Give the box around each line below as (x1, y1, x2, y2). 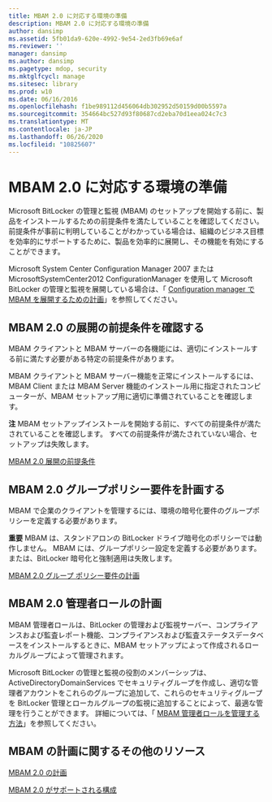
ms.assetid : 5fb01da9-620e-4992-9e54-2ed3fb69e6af (8, 34, 183, 43)
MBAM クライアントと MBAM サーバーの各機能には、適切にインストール (8, 344, 252, 353)
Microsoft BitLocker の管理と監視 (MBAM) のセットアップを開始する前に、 (8, 206, 257, 216)
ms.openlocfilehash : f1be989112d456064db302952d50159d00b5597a (8, 102, 227, 111)
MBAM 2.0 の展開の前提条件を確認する (8, 320, 205, 334)
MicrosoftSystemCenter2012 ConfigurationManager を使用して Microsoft (8, 274, 253, 284)
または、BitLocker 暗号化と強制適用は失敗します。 (8, 553, 177, 563)
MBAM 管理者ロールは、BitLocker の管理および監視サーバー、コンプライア (8, 619, 258, 630)
